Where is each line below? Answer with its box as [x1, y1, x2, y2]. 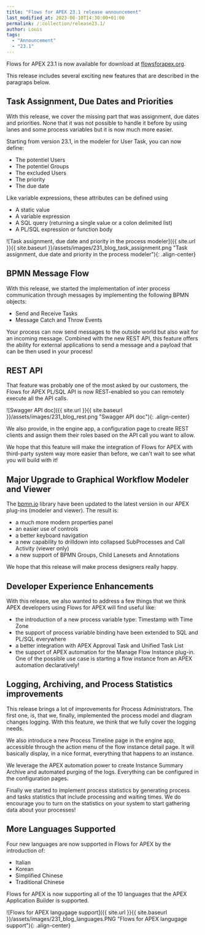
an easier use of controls [15, 525, 79, 533]
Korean [15, 865, 34, 872]
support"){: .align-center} [6, 921, 71, 929]
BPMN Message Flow [6, 268, 90, 279]
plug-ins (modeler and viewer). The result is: [6, 507, 119, 514]
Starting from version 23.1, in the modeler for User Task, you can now [6, 138, 182, 145]
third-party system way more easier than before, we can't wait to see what [6, 450, 195, 458]
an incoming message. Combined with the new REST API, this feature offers [6, 334, 198, 342]
